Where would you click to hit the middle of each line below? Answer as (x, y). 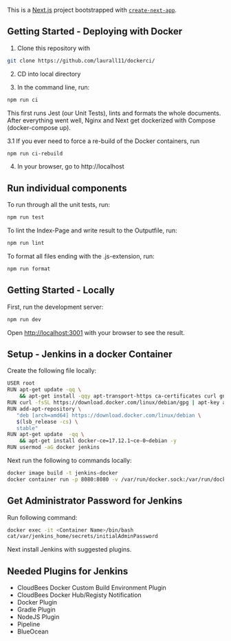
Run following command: (42, 517)
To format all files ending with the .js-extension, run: (81, 256)
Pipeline (29, 624)
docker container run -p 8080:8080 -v (63, 479)
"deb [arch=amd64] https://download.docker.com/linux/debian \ (109, 415)
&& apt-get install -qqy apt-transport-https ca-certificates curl (118, 396)
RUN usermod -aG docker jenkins (53, 447)
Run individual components (67, 188)
